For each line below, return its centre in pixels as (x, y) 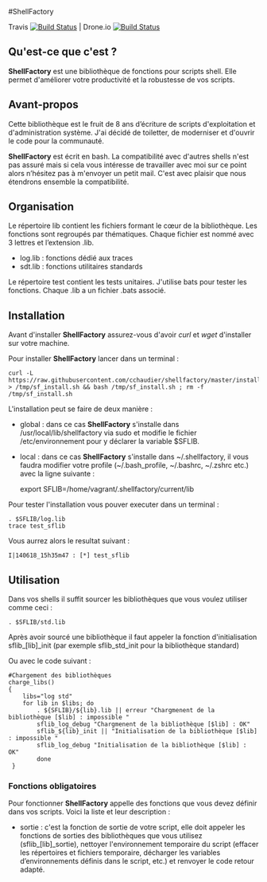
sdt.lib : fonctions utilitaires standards (81, 267)
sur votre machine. (39, 343)
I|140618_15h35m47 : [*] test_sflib (69, 556)
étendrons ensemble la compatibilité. (69, 182)
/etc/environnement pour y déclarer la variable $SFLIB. (110, 441)
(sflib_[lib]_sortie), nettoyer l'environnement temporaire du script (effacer (139, 845)
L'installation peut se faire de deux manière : (81, 409)
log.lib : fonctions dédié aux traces (76, 258)
